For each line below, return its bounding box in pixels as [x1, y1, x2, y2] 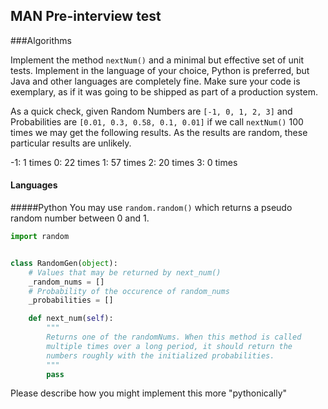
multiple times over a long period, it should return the [46, 341, 293, 351]
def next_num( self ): [28, 314, 114, 324]
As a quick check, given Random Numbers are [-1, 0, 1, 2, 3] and [10, 105, 293, 117]
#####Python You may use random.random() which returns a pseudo [10, 202, 293, 214]
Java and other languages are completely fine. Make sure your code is [10, 75, 301, 87]
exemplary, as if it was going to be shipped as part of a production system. [10, 85, 318, 98]
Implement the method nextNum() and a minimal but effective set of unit [10, 54, 304, 66]
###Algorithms [10, 34, 72, 46]
